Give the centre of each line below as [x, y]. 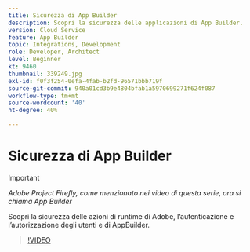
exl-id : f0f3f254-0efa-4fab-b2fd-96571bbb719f [85, 81]
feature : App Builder [43, 37]
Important [24, 177]
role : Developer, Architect [54, 52]
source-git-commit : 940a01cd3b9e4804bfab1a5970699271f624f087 [112, 88]
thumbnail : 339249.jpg [45, 74]
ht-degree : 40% [33, 111]
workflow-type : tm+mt [43, 96]
